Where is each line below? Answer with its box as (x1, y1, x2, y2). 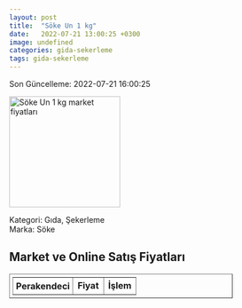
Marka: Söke (9, 224, 56, 234)
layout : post (9, 12, 58, 22)
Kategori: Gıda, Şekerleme (9, 215, 105, 225)
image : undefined (9, 37, 74, 47)
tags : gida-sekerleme (9, 54, 90, 63)
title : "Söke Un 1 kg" (9, 21, 98, 30)
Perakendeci (16, 280, 71, 292)
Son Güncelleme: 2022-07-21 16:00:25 (9, 79, 151, 89)
